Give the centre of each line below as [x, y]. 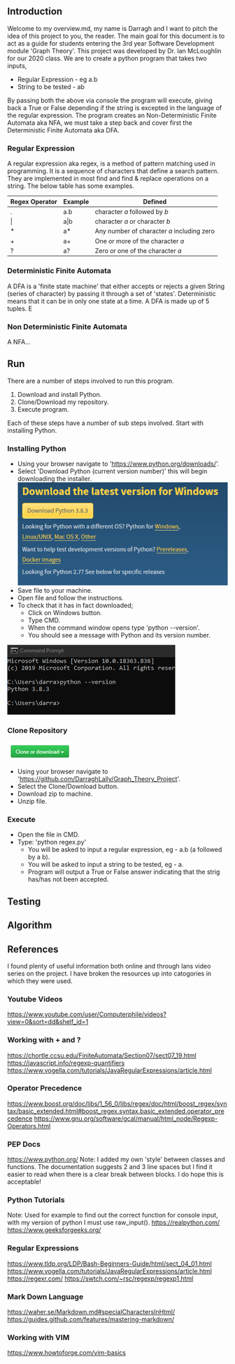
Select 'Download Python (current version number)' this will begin [112, 471]
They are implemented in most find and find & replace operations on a [108, 179]
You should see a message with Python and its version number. [119, 635]
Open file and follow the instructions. [70, 597]
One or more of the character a [140, 241]
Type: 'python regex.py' [52, 842]
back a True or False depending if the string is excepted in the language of [115, 107]
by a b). [39, 857]
